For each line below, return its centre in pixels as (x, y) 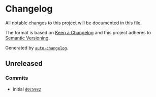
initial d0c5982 (27, 89)
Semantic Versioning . (27, 38)
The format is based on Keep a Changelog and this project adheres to (78, 32)
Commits (17, 78)
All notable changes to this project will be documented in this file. (74, 23)
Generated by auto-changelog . (37, 47)
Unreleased (24, 64)
